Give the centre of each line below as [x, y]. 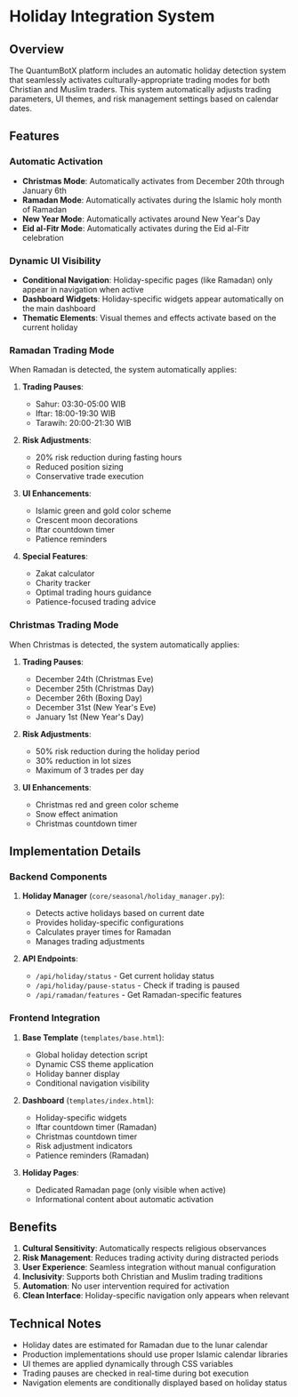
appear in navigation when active [83, 289]
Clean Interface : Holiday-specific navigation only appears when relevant [156, 1296]
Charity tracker [63, 583]
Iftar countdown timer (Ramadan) [96, 1127]
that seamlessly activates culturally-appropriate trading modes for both [140, 80]
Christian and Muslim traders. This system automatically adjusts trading [140, 89]
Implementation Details [75, 851]
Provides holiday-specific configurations [109, 923]
